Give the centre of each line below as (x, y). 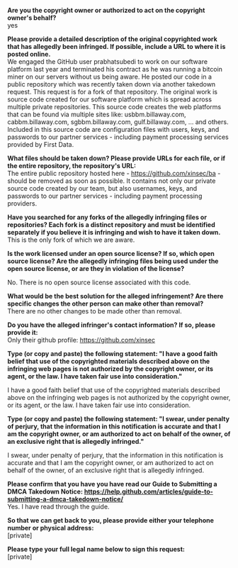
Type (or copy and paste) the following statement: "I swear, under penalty (119, 419)
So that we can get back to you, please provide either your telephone (111, 520)
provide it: (23, 332)
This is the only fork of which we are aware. (71, 240)
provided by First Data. (41, 144)
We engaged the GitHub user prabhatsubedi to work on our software (107, 62)
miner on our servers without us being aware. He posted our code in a (110, 77)
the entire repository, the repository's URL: (72, 166)
